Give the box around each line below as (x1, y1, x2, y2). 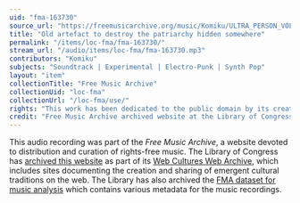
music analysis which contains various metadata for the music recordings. (9, 184, 282, 195)
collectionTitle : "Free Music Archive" (9, 79, 158, 88)
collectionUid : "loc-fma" (9, 87, 105, 96)
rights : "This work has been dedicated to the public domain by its (9, 104, 270, 113)
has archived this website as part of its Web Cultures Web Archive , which (9, 156, 279, 166)
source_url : (9, 21, 54, 30)
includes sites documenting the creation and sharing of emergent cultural (9, 166, 279, 176)
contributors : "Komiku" (9, 54, 98, 63)
